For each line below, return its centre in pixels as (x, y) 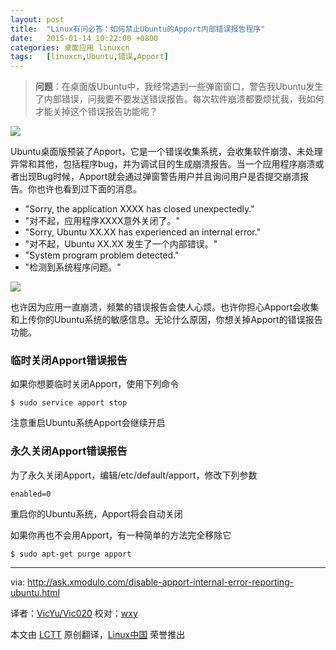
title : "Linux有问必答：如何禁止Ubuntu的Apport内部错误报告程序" (138, 29)
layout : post (37, 19)
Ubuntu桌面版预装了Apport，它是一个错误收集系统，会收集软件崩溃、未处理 (166, 152)
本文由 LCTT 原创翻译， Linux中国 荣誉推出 (98, 634)
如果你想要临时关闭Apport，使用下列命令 (95, 384)
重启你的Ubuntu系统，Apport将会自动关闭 (96, 513)
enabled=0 (31, 494)
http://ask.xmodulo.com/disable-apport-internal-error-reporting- (161, 582)
